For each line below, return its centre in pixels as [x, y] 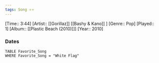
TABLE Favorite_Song [26, 51]
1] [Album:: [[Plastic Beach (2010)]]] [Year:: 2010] [54, 29]
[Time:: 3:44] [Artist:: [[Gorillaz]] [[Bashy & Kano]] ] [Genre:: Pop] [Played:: [80, 23]
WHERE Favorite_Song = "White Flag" [42, 56]
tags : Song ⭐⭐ [20, 10]
